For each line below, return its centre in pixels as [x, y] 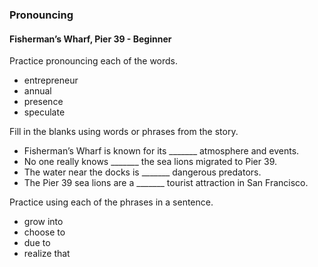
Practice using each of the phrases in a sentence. [111, 202]
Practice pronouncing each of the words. [94, 61]
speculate [44, 112]
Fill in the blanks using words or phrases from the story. [124, 132]
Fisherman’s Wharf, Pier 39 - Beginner [90, 39]
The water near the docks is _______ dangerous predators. [142, 172]
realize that [47, 254]
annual [37, 91]
